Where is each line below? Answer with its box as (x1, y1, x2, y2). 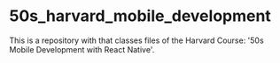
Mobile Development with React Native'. (9, 44, 155, 54)
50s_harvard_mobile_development (9, 6, 272, 26)
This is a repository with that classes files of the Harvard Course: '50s (9, 35, 264, 45)
